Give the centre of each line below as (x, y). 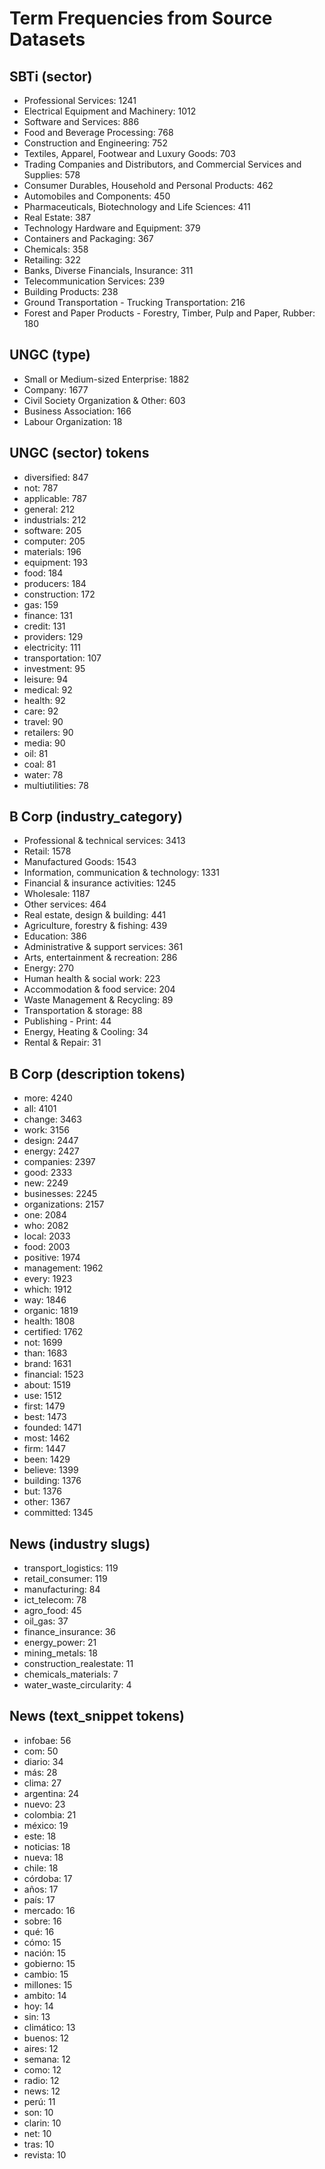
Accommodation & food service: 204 (99, 989)
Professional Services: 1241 (80, 100)
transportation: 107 (62, 658)
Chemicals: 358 (56, 249)
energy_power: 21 (60, 1643)
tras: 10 (39, 2144)
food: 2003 (47, 1247)
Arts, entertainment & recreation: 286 (100, 958)
